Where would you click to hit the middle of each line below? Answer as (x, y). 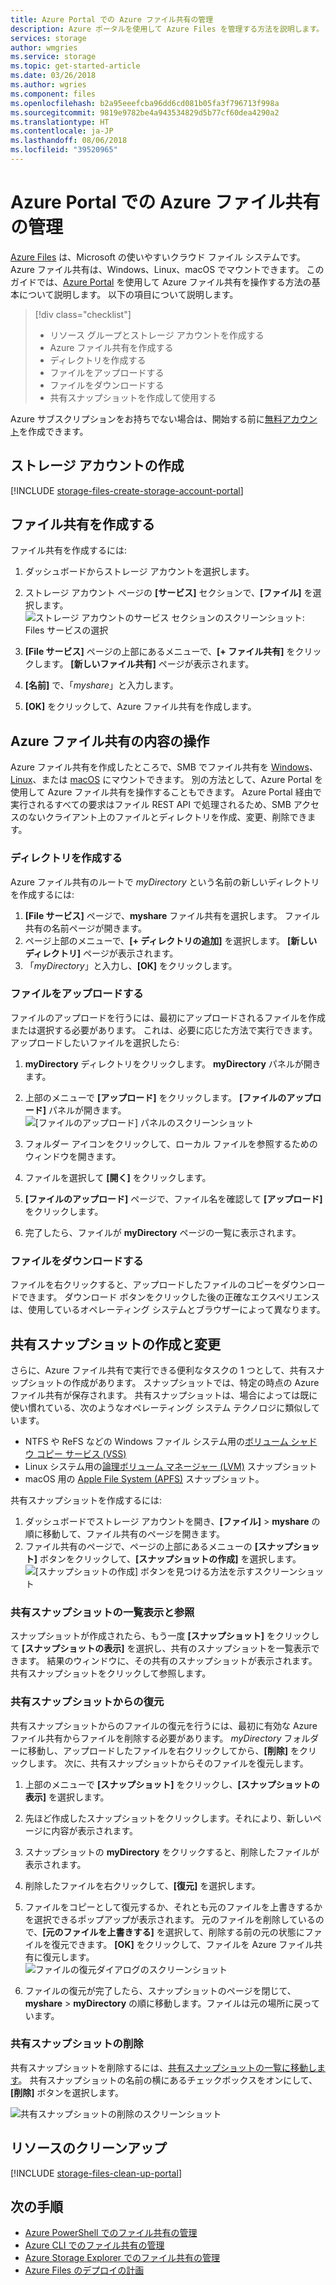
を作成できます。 (54, 431)
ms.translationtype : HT (60, 122)
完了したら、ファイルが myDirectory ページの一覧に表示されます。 (163, 1232)
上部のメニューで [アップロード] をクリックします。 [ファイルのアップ (168, 1097)
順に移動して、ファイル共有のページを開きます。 (124, 1533)
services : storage (48, 38)
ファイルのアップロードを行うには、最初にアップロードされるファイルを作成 (168, 1017)
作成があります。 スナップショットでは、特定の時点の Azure (195, 1382)
